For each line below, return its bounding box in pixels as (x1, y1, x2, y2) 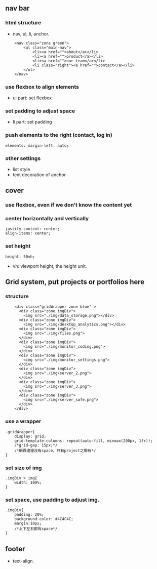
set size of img (5, 464, 42, 471)
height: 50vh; (5, 254, 35, 259)
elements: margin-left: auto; (5, 143, 69, 148)
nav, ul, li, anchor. (12, 30, 50, 37)
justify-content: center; (5, 226, 60, 232)
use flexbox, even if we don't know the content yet (5, 201, 132, 209)
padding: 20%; (14, 512, 44, 517)
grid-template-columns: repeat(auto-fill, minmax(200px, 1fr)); (14, 438, 153, 443)
